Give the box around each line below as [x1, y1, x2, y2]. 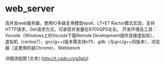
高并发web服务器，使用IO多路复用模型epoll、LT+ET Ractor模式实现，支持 [5, 20, 155, 26]
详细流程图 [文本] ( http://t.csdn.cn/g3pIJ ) [5, 55, 89, 61]
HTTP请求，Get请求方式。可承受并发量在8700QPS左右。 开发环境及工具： [5, 26, 157, 32]
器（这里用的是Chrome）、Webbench [5, 45, 81, 51]
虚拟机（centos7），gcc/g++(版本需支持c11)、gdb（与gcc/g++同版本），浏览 [5, 38, 160, 45]
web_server [5, 3, 55, 14]
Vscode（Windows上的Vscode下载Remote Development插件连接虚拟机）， [5, 32, 157, 38]
